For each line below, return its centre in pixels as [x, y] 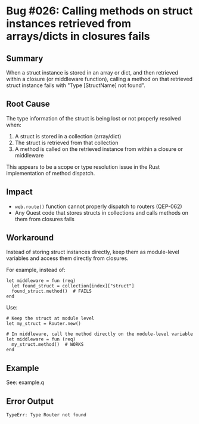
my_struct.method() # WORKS [48, 345]
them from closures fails [44, 219]
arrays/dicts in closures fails [78, 36]
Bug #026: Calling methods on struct [99, 11]
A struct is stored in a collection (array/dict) [68, 136]
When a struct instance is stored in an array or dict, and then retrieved [92, 72]
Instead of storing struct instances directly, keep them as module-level [93, 252]
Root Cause [28, 104]
